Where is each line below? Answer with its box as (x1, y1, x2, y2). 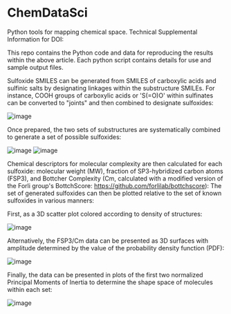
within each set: (7, 285, 53, 293)
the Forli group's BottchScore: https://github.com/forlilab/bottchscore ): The (7, 181, 222, 190)
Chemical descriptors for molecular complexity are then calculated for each (7, 159, 223, 167)
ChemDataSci (7, 5, 88, 21)
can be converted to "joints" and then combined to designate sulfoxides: (7, 98, 214, 107)
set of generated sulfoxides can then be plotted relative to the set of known (7, 189, 222, 197)
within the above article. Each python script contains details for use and (7, 55, 212, 64)
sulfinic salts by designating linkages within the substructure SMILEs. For (7, 84, 216, 92)
